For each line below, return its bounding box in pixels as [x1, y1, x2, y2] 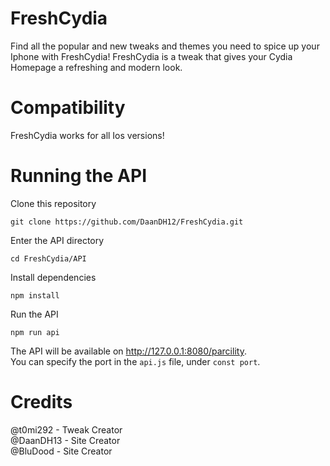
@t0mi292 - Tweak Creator [10, 423, 123, 436]
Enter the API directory [10, 234, 105, 246]
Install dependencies [10, 271, 97, 283]
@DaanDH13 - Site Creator [10, 434, 121, 446]
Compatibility [10, 97, 126, 119]
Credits [10, 391, 73, 413]
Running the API [10, 165, 147, 187]
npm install [10, 290, 60, 301]
